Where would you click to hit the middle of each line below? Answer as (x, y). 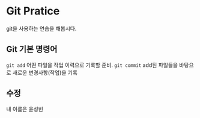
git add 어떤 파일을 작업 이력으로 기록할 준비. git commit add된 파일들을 (92, 65)
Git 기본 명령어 (32, 49)
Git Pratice (33, 11)
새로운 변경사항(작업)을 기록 (45, 72)
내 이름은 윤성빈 (25, 109)
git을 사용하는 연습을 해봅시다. (41, 28)
